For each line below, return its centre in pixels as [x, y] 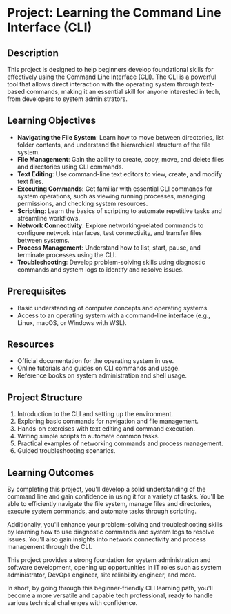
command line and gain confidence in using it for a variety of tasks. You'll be [116, 496]
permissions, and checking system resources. [82, 203]
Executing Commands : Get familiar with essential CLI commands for [115, 189]
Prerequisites [37, 291]
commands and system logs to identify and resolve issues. [100, 269]
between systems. [43, 240]
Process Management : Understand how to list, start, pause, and [109, 248]
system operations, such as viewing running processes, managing [111, 196]
